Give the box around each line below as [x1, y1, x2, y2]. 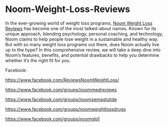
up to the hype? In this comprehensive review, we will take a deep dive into [5, 47, 161, 53]
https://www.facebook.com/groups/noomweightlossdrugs [5, 106, 126, 112]
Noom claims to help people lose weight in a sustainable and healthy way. [5, 36, 159, 42]
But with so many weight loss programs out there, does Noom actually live [5, 41, 160, 47]
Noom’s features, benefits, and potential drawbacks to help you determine [5, 52, 159, 58]
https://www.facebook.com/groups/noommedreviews [5, 86, 117, 92]
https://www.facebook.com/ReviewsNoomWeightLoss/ [5, 77, 120, 83]
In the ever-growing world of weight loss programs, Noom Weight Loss [5, 20, 153, 26]
